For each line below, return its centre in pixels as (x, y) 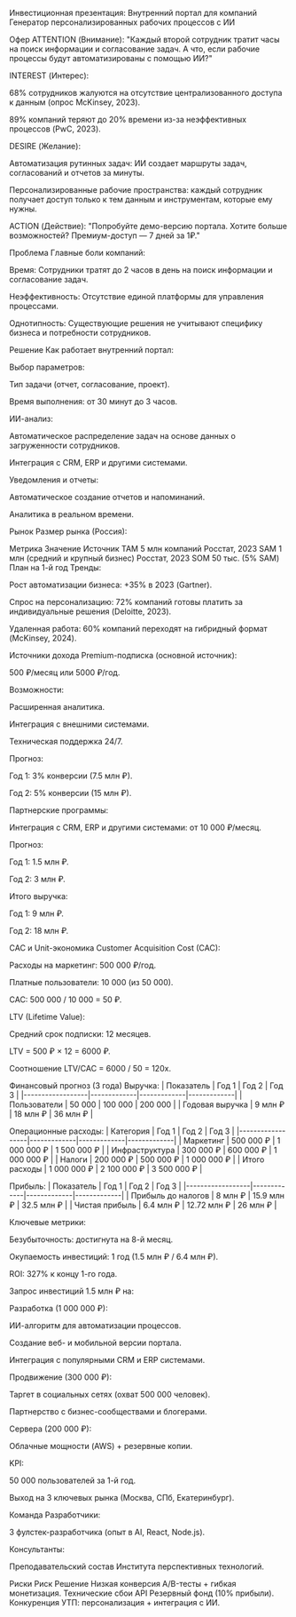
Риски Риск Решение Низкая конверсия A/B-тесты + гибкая (123, 1584)
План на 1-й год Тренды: (55, 567)
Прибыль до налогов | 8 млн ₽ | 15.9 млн (208, 1195)
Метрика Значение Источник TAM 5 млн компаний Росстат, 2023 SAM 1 (145, 549)
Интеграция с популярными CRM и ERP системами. (107, 1360)
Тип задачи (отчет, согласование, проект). (90, 384)
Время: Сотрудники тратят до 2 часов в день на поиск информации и (141, 270)
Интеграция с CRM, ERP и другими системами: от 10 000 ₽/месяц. (135, 827)
